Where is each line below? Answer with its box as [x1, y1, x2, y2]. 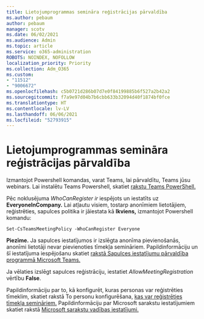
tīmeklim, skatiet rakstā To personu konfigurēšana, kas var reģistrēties [6, 293, 183, 300]
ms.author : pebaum [6, 15, 53, 21]
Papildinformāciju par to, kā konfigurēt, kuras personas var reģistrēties [6, 287, 183, 294]
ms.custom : [6, 71, 34, 78]
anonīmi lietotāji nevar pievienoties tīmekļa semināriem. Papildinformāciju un [6, 243, 198, 251]
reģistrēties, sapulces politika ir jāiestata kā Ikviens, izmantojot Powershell [6, 208, 194, 215]
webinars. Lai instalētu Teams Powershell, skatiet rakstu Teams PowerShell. [6, 183, 196, 190]
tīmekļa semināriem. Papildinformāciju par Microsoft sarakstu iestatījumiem [6, 299, 195, 307]
